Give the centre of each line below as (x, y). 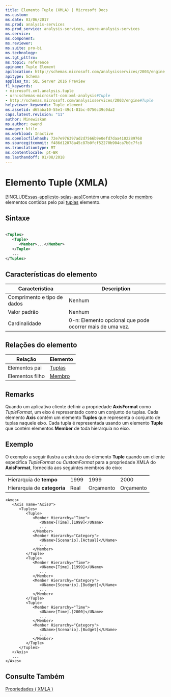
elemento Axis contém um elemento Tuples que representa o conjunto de (83, 417)
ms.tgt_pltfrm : (21, 57)
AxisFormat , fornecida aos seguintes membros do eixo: (64, 468)
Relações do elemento (41, 345)
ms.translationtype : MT (31, 148)
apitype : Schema (22, 77)
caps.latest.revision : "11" (35, 115)
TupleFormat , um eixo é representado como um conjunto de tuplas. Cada (82, 412)
